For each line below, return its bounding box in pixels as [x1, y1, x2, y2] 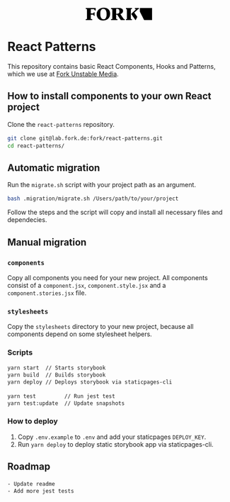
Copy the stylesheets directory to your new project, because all [7, 323, 194, 331]
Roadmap [7, 461, 51, 473]
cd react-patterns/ [7, 142, 65, 150]
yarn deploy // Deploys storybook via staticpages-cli [7, 379, 173, 386]
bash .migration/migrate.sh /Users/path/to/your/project [7, 195, 179, 203]
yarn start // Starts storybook [7, 364, 106, 372]
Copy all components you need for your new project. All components [7, 273, 208, 281]
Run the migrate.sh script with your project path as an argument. [7, 181, 197, 189]
